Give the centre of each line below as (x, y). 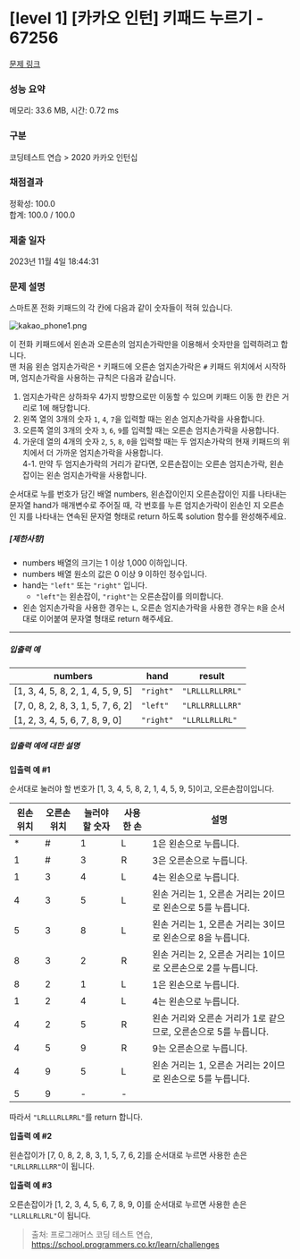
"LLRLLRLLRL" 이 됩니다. (50, 1216)
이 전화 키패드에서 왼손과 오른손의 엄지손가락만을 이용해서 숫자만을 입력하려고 (144, 345)
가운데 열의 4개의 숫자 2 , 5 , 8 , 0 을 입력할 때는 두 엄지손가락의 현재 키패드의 (151, 442)
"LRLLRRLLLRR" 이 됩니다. (52, 1166)
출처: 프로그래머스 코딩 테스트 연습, (92, 1235)
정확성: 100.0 (33, 203)
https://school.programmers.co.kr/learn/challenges (125, 1245)
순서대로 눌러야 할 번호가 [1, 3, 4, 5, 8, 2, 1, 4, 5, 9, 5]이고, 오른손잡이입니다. (142, 789)
